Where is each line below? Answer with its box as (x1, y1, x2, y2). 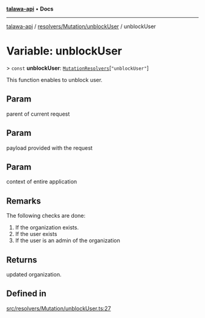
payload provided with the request (6, 144, 93, 152)
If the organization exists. (15, 224, 79, 231)
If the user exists (15, 231, 57, 238)
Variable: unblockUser (6, 44, 123, 58)
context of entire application (6, 178, 77, 185)
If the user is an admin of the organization (15, 237, 120, 244)
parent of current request (6, 110, 70, 117)
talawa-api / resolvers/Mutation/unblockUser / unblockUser (6, 23, 156, 30)
